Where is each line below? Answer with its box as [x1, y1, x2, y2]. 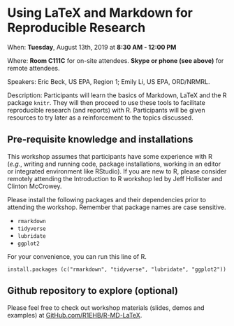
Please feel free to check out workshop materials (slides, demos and [7, 303, 205, 312]
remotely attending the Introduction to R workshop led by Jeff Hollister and [7, 174, 223, 183]
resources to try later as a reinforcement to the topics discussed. [7, 113, 193, 122]
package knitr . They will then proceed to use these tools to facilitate [7, 98, 206, 106]
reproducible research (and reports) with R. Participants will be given [7, 106, 205, 114]
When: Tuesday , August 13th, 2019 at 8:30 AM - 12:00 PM [7, 43, 177, 51]
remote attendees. [7, 64, 61, 72]
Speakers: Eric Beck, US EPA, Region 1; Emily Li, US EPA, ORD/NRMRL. [7, 77, 211, 85]
